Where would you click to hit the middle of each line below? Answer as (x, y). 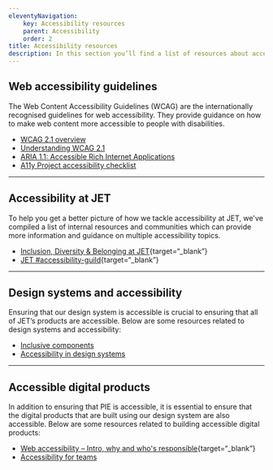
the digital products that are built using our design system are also (119, 416)
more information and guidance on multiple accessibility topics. (115, 235)
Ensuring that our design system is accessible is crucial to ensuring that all (133, 312)
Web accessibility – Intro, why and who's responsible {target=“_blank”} (138, 449)
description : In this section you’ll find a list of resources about (129, 54)
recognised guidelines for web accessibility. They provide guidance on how (135, 115)
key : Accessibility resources (74, 24)
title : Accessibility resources (63, 46)
